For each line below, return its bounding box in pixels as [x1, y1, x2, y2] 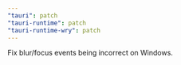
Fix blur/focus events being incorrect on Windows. [7, 48, 173, 58]
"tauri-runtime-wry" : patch [7, 26, 101, 34]
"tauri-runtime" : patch [7, 19, 87, 27]
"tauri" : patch [7, 11, 58, 20]
